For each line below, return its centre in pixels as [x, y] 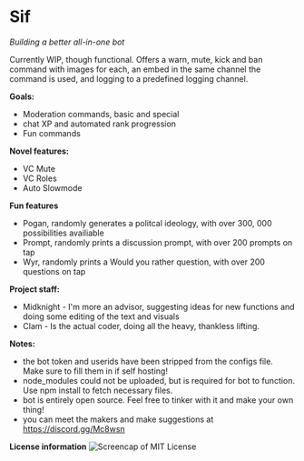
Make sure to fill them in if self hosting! [95, 371]
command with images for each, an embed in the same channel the [135, 69]
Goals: [22, 96]
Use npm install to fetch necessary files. [98, 390]
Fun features [34, 205]
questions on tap [54, 271]
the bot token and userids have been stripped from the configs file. [148, 361]
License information [48, 446]
